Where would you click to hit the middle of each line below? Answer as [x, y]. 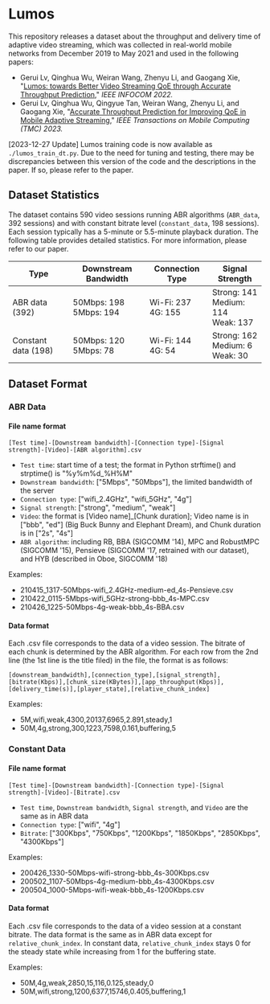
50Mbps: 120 [99, 340]
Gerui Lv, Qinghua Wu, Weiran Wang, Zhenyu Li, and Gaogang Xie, [130, 77]
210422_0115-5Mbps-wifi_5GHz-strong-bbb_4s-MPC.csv [115, 599]
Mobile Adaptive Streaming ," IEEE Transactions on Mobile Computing [135, 120]
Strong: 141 [235, 292]
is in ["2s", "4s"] [47, 533]
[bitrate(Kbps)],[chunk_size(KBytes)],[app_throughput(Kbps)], [117, 682]
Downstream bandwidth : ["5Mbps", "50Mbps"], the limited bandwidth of [136, 482]
